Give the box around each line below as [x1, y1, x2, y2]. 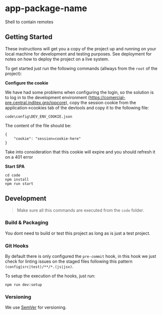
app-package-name [5, 3, 88, 14]
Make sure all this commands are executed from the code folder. [16, 207, 144, 213]
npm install [5, 177, 29, 182]
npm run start [5, 181, 34, 186]
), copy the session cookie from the [65, 100, 136, 105]
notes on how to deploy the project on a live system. [5, 56, 109, 62]
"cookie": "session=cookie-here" [14, 136, 81, 141]
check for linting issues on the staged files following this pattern [5, 258, 133, 264]
